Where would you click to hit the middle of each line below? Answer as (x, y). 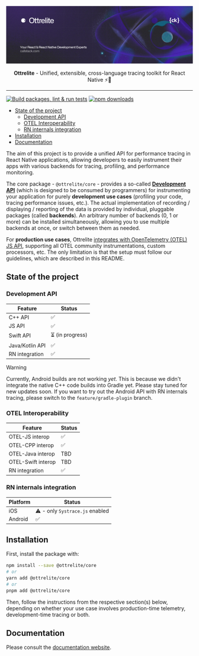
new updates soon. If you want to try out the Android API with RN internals (97, 391)
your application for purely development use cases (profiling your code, (94, 197)
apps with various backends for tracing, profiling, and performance (88, 166)
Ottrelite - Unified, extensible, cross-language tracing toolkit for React (99, 73)
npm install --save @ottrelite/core (51, 566)
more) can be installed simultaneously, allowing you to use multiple (88, 222)
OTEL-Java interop (32, 454)
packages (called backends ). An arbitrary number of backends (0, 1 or (92, 215)
